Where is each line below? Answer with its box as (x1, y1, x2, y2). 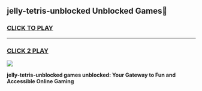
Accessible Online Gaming (7, 77, 74, 84)
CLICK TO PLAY (7, 24, 53, 32)
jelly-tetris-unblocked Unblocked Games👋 (7, 6, 167, 16)
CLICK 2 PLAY (7, 46, 49, 54)
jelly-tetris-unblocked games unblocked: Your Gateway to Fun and (7, 71, 176, 78)
